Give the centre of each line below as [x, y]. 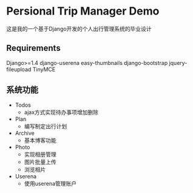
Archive [25, 133]
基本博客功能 [40, 140]
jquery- [178, 63]
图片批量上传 [40, 161]
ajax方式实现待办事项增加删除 [61, 112]
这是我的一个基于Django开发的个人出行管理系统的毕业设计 [79, 29]
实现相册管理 [40, 154]
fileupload [19, 69]
